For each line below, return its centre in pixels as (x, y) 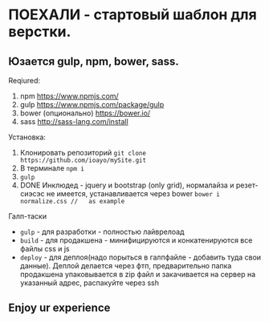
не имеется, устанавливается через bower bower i (134, 193)
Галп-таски (27, 216)
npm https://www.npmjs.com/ (69, 96)
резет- (247, 185)
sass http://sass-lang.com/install (74, 121)
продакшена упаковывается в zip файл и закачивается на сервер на (138, 274)
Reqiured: (24, 80)
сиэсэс (33, 193)
